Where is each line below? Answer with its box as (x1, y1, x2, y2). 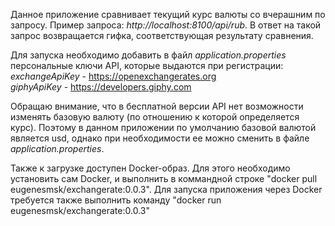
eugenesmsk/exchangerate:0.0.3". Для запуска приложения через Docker (10, 184, 323, 195)
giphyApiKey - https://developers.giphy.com (10, 81, 192, 93)
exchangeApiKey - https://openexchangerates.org (10, 70, 217, 82)
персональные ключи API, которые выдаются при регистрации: (10, 60, 284, 71)
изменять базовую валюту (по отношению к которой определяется (10, 111, 300, 123)
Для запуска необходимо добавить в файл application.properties (10, 49, 287, 61)
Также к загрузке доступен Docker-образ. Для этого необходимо (10, 162, 291, 174)
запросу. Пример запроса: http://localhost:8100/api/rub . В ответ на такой (10, 19, 322, 31)
